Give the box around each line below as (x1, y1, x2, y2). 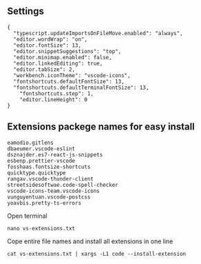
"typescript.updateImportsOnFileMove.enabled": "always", (13, 30, 184, 37)
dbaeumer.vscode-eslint (7, 145, 76, 152)
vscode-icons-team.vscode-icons (7, 187, 100, 194)
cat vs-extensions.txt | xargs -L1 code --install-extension (7, 250, 187, 257)
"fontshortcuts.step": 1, (19, 90, 94, 97)
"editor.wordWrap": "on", (13, 36, 88, 43)
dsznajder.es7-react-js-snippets (7, 151, 103, 158)
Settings (7, 6, 45, 17)
